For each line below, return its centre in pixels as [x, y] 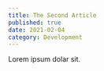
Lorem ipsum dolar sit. [45, 59]
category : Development [45, 37]
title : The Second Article [52, 15]
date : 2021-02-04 [37, 30]
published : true [35, 23]
